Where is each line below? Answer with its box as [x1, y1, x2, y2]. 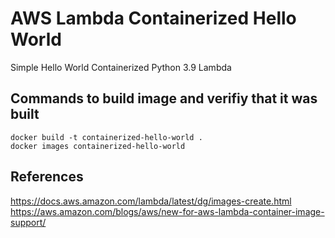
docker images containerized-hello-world [10, 141, 186, 151]
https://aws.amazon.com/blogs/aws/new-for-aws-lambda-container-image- [10, 205, 325, 217]
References [10, 168, 84, 186]
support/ [10, 216, 47, 228]
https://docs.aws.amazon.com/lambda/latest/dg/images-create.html [10, 195, 292, 207]
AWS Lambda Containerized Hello [10, 7, 297, 30]
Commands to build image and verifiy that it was [10, 90, 318, 107]
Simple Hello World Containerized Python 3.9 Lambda [10, 61, 232, 73]
